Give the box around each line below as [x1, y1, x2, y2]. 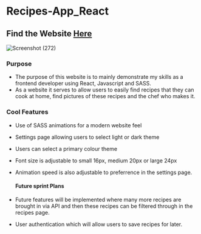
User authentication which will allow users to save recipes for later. [15, 220, 183, 228]
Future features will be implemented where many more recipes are [15, 196, 182, 203]
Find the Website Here [6, 28, 92, 39]
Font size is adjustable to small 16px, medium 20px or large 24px [15, 156, 177, 164]
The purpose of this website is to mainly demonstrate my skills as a [15, 73, 183, 81]
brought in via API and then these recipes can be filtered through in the [15, 202, 193, 210]
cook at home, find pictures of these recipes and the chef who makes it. [15, 93, 196, 100]
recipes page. [15, 209, 50, 216]
